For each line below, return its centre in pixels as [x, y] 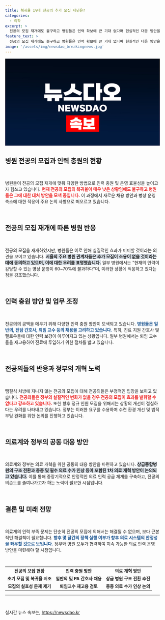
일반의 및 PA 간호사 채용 [79, 579]
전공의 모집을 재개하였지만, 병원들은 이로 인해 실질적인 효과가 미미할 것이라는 [79, 250]
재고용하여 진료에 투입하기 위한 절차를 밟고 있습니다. [64, 342]
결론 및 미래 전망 [28, 509]
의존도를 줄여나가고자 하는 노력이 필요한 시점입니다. [54, 483]
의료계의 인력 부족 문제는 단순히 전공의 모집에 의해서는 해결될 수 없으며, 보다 [78, 531]
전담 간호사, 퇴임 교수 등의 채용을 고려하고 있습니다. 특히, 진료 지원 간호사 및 [87, 330]
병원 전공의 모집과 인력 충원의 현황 [54, 161]
